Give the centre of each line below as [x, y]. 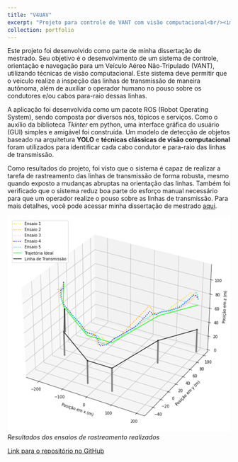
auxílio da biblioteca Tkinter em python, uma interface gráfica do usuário [113, 125]
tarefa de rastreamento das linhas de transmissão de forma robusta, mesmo [118, 176]
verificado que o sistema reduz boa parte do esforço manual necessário [113, 191]
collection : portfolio [41, 30]
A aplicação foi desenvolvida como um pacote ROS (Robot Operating [108, 110]
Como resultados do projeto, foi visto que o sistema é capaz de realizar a [114, 168]
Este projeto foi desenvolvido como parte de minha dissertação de [104, 51]
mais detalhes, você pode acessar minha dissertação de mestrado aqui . [112, 206]
